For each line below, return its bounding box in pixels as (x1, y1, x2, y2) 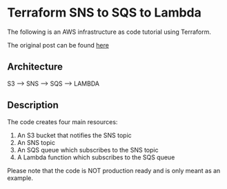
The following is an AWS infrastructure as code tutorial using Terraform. (7, 28, 212, 36)
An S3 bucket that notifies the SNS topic (17, 131, 132, 139)
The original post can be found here (7, 41, 109, 49)
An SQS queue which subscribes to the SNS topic (17, 146, 159, 154)
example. (7, 174, 33, 182)
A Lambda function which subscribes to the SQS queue (17, 153, 175, 161)
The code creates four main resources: (7, 117, 118, 126)
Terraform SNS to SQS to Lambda (7, 5, 202, 21)
